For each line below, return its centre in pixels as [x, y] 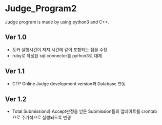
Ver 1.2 [16, 99]
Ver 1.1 [15, 71]
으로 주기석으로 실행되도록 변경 [41, 118]
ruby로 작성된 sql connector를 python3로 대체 [57, 55]
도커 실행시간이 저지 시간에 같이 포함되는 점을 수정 [60, 50]
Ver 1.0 [16, 37]
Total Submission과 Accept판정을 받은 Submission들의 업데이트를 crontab [84, 111]
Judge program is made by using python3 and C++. [57, 22]
